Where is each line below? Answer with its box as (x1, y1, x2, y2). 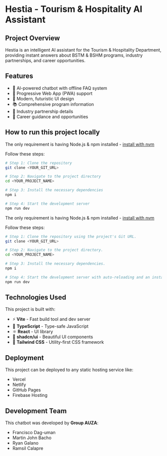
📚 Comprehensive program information (12, 101, 94, 107)
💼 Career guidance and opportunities (12, 113, 88, 120)
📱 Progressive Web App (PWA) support (12, 90, 93, 96)
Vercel (12, 377, 26, 382)
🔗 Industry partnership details (12, 108, 74, 114)
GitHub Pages (12, 387, 41, 393)
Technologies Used (5, 293, 66, 302)
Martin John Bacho (12, 435, 52, 441)
